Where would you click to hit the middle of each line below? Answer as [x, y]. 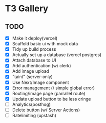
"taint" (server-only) [32, 77]
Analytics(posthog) [31, 104]
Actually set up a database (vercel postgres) [57, 55]
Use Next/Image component [41, 82]
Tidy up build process [34, 49]
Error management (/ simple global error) [53, 88]
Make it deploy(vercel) [35, 38]
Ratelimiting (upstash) [34, 115]
